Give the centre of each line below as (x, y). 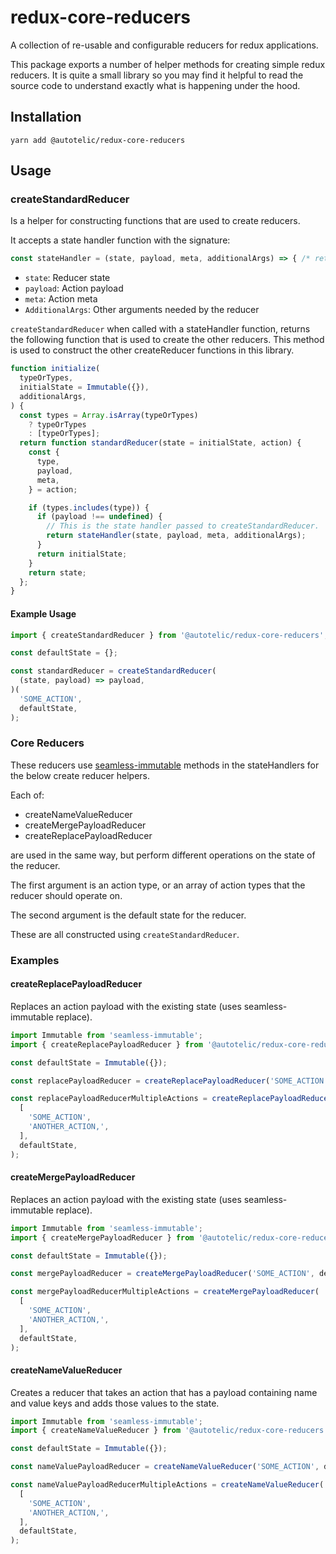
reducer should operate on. (66, 895)
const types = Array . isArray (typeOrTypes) (109, 415)
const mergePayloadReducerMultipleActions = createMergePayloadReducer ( (165, 1292)
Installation (46, 117)
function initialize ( (55, 369)
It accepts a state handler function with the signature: (120, 240)
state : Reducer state (67, 278)
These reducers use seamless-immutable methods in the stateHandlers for (165, 765)
